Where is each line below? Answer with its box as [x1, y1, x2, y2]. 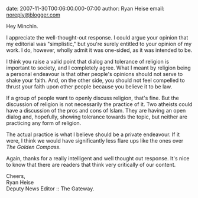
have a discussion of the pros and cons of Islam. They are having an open [6, 107, 186, 114]
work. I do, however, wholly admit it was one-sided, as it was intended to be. [6, 47, 193, 54]
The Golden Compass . [6, 144, 61, 150]
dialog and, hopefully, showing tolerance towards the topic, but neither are [6, 113, 188, 120]
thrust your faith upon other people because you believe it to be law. [6, 83, 173, 90]
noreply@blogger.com [6, 11, 61, 18]
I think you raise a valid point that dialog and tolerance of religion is [6, 58, 170, 65]
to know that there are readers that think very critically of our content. [6, 161, 176, 168]
